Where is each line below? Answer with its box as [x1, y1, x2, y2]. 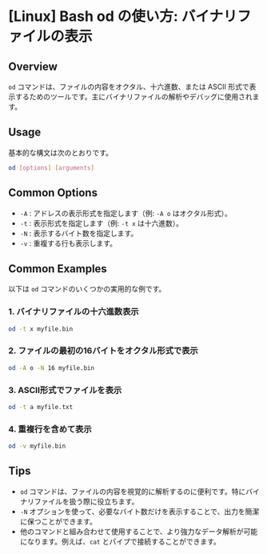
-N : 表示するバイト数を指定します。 [19, 228, 138, 238]
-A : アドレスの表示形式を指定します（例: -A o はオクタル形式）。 [19, 208, 232, 218]
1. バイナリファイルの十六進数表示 [8, 306, 139, 317]
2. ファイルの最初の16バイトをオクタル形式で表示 [8, 345, 198, 356]
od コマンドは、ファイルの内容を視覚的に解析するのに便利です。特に [19, 486, 246, 496]
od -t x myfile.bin [8, 325, 74, 333]
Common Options [8, 186, 98, 200]
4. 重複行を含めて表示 [8, 424, 92, 435]
